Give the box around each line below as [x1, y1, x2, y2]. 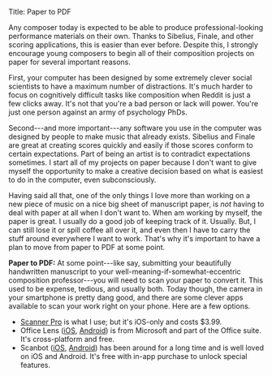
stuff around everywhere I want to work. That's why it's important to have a [8, 234, 261, 243]
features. [19, 361, 51, 370]
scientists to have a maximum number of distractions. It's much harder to [8, 81, 253, 91]
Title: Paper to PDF [8, 7, 71, 16]
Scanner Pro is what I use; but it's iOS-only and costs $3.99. [19, 317, 222, 326]
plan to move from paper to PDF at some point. [8, 243, 166, 252]
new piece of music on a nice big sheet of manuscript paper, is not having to [8, 199, 265, 209]
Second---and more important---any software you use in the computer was [8, 123, 262, 132]
